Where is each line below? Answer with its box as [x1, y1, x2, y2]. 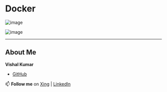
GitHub [12, 71, 27, 77]
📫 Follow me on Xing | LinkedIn [5, 81, 71, 87]
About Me [5, 48, 36, 57]
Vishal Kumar [5, 61, 34, 67]
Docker [5, 3, 36, 14]
